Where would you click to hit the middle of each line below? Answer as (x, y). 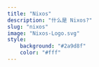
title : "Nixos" (29, 14)
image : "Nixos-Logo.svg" (44, 33)
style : (17, 40)
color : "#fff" (40, 53)
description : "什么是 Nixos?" (50, 20)
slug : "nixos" (28, 27)
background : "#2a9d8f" (53, 46)
